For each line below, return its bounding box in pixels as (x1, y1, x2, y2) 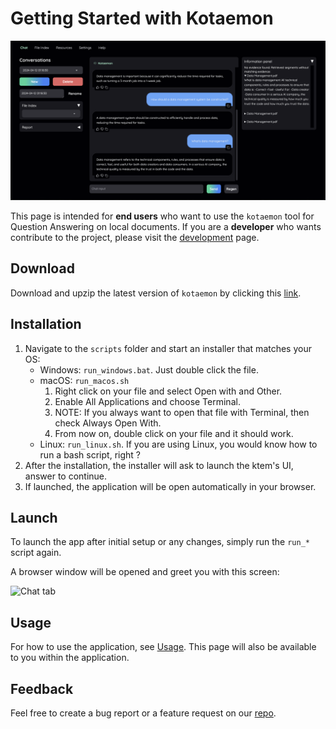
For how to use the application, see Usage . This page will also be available (10, 641, 317, 653)
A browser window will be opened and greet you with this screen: (10, 566, 280, 578)
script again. (10, 547, 62, 559)
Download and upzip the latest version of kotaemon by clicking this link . (10, 287, 302, 299)
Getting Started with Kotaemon (10, 7, 274, 30)
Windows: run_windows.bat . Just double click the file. (39, 363, 259, 376)
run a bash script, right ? (39, 448, 141, 461)
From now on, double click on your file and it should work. (54, 427, 294, 439)
